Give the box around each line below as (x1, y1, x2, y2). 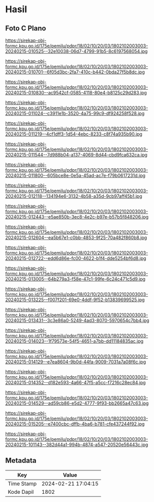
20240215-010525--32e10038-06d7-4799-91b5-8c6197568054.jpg (5, 48, 148, 54)
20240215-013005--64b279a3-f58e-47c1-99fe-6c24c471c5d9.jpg (5, 276, 146, 282)
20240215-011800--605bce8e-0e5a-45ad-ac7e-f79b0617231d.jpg (5, 172, 146, 178)
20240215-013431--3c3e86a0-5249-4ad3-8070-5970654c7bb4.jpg (5, 318, 149, 323)
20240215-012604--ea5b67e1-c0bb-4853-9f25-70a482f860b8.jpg (5, 234, 147, 241)
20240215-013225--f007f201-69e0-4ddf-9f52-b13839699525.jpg (5, 297, 145, 303)
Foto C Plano (5, 24, 46, 33)
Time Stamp (8, 480, 37, 487)
